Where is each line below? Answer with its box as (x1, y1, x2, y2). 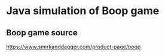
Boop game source (6, 28, 78, 38)
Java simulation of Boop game (6, 4, 160, 18)
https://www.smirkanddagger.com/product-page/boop (6, 43, 141, 50)
